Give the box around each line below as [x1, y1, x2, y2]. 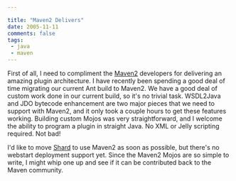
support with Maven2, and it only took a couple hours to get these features [7, 107, 227, 115]
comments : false [7, 30, 55, 37]
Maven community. [7, 166, 64, 174]
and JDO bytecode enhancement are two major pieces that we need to [7, 99, 215, 107]
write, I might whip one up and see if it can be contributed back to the [7, 158, 212, 167]
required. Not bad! [7, 129, 61, 138]
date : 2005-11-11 [7, 23, 59, 31]
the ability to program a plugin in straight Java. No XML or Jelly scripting [7, 122, 220, 130]
